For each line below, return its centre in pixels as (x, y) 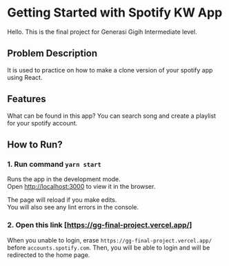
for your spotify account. (42, 123)
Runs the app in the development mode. (64, 179)
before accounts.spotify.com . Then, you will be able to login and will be (109, 247)
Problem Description (52, 53)
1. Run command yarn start (54, 164)
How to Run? (35, 144)
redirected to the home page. (49, 255)
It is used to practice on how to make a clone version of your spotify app (110, 70)
